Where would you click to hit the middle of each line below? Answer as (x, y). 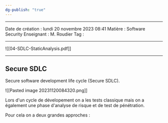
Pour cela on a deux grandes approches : (48, 115)
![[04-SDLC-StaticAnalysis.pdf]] (38, 48)
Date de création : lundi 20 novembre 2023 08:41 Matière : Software (75, 28)
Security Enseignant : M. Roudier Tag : (44, 34)
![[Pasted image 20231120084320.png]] (46, 90)
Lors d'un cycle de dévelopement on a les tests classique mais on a (75, 100)
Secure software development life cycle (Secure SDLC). (62, 81)
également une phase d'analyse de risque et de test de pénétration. (75, 105)
